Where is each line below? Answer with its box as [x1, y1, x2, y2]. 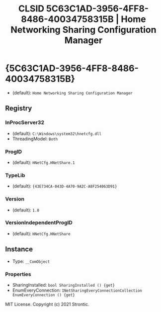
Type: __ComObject [12, 258, 50, 264]
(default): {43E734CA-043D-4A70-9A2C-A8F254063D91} [12, 183, 117, 189]
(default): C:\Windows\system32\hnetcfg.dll [12, 130, 102, 136]
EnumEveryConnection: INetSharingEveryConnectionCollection [12, 287, 143, 293]
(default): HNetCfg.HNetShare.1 [12, 159, 75, 165]
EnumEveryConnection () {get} [12, 292, 76, 298]
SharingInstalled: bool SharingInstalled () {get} [12, 282, 115, 288]
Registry [5, 104, 32, 112]
